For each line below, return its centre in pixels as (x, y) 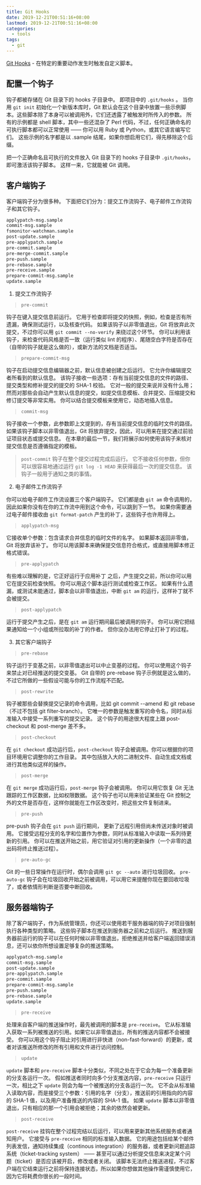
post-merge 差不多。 (63, 726)
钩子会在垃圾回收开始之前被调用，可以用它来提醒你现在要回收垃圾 (108, 879)
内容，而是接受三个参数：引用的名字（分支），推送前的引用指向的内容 (107, 1093)
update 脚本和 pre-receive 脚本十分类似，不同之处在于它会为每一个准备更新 (100, 1070)
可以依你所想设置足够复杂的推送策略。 (69, 945)
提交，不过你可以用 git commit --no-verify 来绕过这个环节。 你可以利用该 (98, 332)
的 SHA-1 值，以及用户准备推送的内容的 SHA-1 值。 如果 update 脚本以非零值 (100, 1100)
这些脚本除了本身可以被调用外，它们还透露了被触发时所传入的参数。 (100, 114)
